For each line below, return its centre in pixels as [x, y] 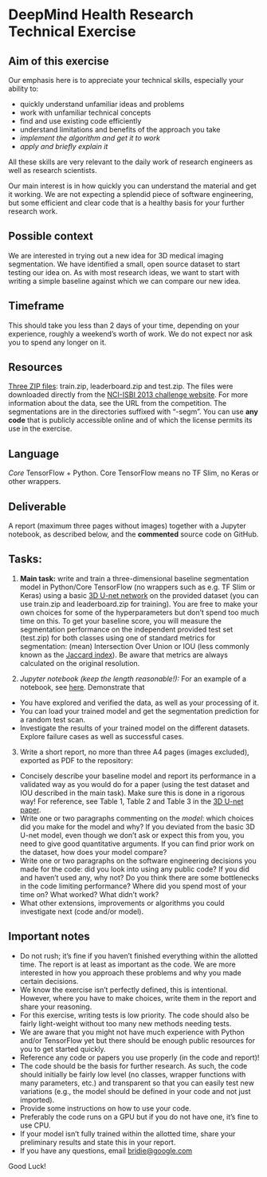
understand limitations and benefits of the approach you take [120, 130]
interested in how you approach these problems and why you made [130, 972]
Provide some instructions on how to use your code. [105, 1108]
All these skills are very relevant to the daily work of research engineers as [131, 162]
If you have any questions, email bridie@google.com [106, 1151]
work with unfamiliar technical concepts [85, 112]
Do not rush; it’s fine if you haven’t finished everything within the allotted [139, 955]
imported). [37, 1100]
